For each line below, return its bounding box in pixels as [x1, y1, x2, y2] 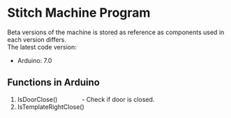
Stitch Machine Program [7, 5, 151, 21]
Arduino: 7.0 [17, 56, 52, 64]
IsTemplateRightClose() [17, 103, 85, 111]
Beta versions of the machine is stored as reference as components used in [7, 28, 225, 36]
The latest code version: [7, 43, 77, 51]
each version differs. [7, 35, 67, 43]
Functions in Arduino [7, 77, 100, 89]
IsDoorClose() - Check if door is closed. [17, 95, 155, 103]
